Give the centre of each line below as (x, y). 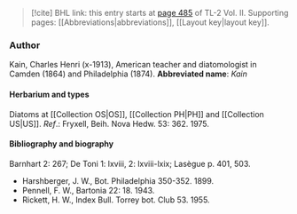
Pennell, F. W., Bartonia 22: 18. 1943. (88, 190)
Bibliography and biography (61, 144)
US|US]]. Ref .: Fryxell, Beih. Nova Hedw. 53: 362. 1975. (109, 123)
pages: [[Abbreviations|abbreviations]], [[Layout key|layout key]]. (150, 22)
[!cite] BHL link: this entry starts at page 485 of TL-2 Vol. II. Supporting (160, 13)
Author (25, 45)
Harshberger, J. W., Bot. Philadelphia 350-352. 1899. (118, 180)
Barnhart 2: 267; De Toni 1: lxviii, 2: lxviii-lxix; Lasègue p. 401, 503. (130, 163)
